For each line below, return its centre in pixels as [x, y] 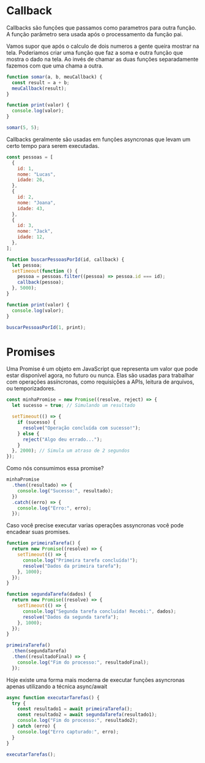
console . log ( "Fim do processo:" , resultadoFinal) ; [83, 662]
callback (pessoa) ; [41, 282]
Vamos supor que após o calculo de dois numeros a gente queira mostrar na [103, 46]
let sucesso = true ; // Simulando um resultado [74, 406]
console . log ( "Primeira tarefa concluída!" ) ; [80, 560]
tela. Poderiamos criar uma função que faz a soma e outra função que [95, 52]
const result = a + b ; [41, 83]
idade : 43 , [31, 208]
